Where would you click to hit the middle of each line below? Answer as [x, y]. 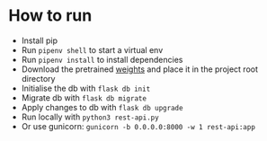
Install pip [39, 40]
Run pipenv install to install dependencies [102, 59]
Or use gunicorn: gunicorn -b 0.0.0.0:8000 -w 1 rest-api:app [138, 126]
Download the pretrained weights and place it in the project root [139, 69]
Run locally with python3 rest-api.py [90, 117]
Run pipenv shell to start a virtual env [92, 49]
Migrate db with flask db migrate [84, 97]
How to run [50, 16]
